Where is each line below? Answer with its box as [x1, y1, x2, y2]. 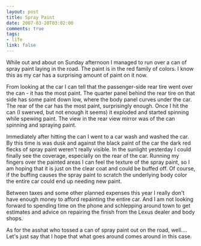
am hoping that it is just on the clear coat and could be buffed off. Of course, [6, 164, 196, 172]
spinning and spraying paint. [6, 121, 77, 128]
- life [6, 37, 23, 43]
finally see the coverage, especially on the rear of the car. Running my [6, 152, 179, 159]
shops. [6, 214, 23, 222]
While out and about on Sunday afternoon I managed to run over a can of [6, 58, 187, 66]
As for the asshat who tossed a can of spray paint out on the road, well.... [6, 226, 187, 233]
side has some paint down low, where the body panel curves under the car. [6, 95, 192, 103]
